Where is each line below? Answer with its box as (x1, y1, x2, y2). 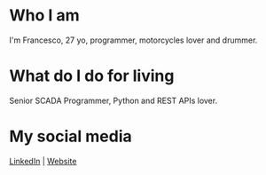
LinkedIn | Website (9, 155, 77, 166)
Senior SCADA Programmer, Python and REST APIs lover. (9, 95, 218, 106)
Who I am (9, 5, 80, 26)
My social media (9, 126, 132, 147)
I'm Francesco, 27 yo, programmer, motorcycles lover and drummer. (9, 35, 258, 45)
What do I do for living (9, 66, 175, 86)
